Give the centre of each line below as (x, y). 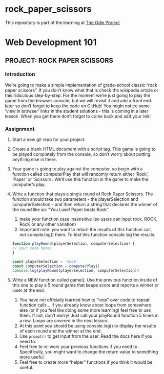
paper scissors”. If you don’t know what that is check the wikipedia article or (82, 90)
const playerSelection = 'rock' (45, 261)
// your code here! (32, 248)
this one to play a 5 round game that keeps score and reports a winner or (85, 285)
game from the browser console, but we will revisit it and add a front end (78, 100)
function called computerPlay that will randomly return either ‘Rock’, (80, 174)
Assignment (20, 129)
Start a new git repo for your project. (49, 140)
